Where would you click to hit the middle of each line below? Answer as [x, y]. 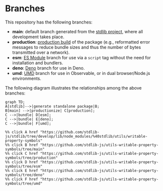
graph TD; [15, 102]
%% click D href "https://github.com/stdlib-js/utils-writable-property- [82, 162]
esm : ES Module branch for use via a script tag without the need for [81, 57]
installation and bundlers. [38, 63]
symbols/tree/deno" [25, 175]
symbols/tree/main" [25, 149]
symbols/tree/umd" [24, 183]
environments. [27, 78]
